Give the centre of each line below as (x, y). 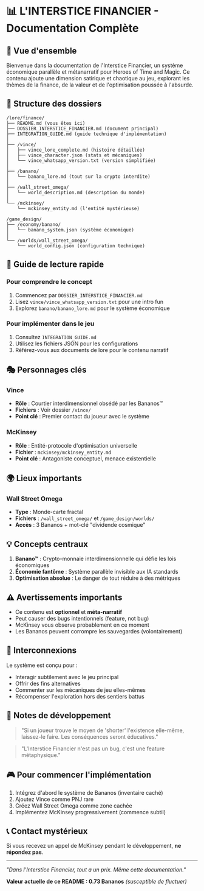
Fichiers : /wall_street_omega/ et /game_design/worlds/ (85, 518)
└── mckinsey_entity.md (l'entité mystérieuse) (78, 208)
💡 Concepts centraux (47, 544)
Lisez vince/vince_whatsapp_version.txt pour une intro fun (89, 301)
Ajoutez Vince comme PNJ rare (54, 799)
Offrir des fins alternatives (48, 683)
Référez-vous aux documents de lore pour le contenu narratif (92, 350)
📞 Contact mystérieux (47, 831)
